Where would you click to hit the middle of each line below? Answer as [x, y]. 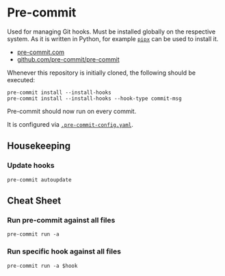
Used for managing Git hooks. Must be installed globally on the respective [111, 32]
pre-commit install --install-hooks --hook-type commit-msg [95, 98]
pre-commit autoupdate [39, 179]
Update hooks [31, 166]
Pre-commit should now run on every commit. [72, 111]
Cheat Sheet [34, 201]
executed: [21, 79]
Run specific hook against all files [64, 251]
